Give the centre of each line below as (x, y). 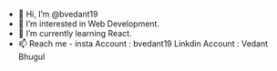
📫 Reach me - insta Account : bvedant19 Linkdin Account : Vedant (143, 44)
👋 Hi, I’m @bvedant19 (58, 14)
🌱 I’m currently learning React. (75, 33)
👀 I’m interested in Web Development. (88, 24)
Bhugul (31, 56)
